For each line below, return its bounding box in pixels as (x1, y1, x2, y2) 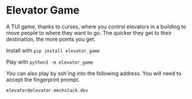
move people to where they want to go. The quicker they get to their (6, 29, 173, 36)
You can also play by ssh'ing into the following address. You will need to (6, 70, 181, 77)
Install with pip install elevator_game (6, 47, 100, 54)
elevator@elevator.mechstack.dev (6, 87, 89, 93)
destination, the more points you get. (6, 35, 96, 42)
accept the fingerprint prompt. (6, 76, 80, 83)
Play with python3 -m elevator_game (6, 58, 93, 65)
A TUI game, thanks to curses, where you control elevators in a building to (6, 23, 187, 30)
